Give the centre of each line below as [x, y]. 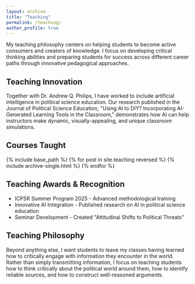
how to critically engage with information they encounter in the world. [90, 256]
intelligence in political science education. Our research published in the [93, 102]
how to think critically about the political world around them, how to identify [97, 268]
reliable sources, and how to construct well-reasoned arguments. [85, 275]
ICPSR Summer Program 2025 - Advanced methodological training [95, 198]
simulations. [20, 127]
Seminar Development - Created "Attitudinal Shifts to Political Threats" [99, 217]
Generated [19, 114]
